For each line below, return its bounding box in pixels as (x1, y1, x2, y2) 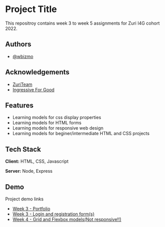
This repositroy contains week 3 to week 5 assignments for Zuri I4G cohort (5, 20, 160, 26)
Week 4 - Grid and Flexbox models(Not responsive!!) (12, 216, 122, 222)
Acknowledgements (5, 68, 70, 76)
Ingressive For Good (12, 86, 55, 92)
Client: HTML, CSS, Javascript (5, 158, 69, 164)
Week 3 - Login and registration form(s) (12, 211, 95, 217)
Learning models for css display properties (12, 115, 101, 121)
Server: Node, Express (5, 168, 53, 174)
